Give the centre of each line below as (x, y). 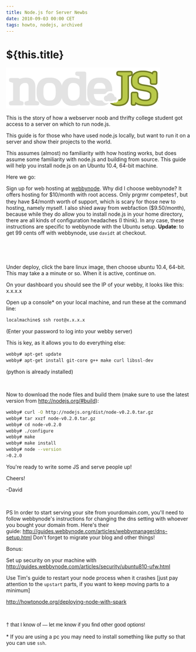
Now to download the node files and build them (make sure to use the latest (98, 394)
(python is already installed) (40, 372)
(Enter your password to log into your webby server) (69, 332)
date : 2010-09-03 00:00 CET (40, 19)
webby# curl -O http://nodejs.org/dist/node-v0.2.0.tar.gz (80, 412)
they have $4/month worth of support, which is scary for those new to (91, 202)
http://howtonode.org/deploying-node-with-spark (66, 601)
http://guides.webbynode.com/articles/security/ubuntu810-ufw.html (88, 566)
